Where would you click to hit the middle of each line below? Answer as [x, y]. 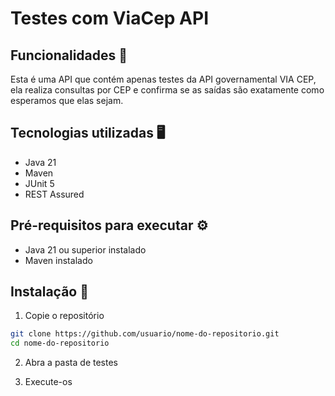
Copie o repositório [64, 316]
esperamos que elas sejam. [67, 100]
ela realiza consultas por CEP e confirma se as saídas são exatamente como [167, 90]
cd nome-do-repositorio [60, 343]
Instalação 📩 [49, 292]
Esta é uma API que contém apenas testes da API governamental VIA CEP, [163, 79]
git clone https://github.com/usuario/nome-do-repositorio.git [145, 334]
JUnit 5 [39, 183]
